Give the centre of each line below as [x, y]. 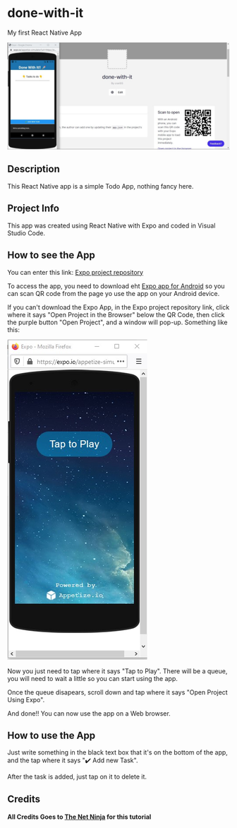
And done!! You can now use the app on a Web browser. [89, 713]
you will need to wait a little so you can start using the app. [92, 678]
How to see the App [51, 255]
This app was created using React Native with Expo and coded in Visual [111, 225]
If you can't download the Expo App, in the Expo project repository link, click [119, 307]
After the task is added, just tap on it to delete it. [77, 777]
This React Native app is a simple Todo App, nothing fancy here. [101, 186]
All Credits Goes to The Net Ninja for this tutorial [79, 817]
